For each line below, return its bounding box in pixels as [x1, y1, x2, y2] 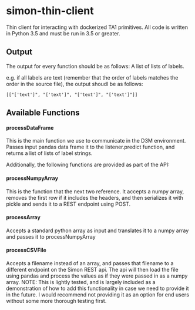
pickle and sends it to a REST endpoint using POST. [6, 200, 131, 207]
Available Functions [6, 108, 80, 118]
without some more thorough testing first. [6, 297, 107, 304]
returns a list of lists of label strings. [6, 150, 93, 157]
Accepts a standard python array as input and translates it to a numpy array [6, 227, 189, 234]
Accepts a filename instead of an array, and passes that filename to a [6, 259, 174, 266]
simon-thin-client [6, 4, 94, 18]
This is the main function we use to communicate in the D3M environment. [6, 137, 186, 144]
